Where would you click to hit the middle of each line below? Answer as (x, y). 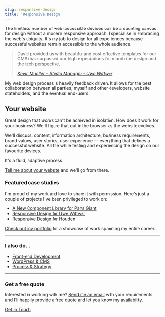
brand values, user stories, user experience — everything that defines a (78, 141)
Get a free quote (25, 284)
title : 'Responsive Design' (34, 14)
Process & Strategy (32, 266)
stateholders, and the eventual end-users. (47, 93)
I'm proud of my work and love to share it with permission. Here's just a (77, 193)
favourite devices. (23, 151)
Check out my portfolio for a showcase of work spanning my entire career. (80, 228)
